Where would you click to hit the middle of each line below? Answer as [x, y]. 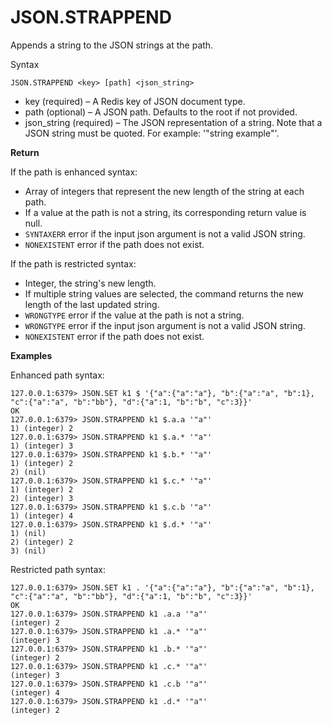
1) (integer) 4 [42, 516]
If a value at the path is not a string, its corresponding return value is [165, 212]
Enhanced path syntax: [57, 375]
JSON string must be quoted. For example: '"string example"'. [152, 133]
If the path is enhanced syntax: [74, 172]
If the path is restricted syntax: [73, 263]
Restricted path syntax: [58, 569]
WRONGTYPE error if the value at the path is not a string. [134, 315]
